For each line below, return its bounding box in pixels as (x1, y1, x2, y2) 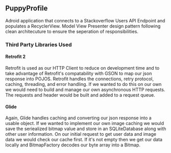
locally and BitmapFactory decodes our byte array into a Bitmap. (5, 142, 140, 148)
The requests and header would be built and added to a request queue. (5, 91, 156, 98)
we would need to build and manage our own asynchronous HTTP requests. (5, 86, 165, 93)
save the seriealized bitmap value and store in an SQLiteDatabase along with (5, 126, 166, 132)
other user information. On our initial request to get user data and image (5, 131, 157, 137)
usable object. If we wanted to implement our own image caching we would (5, 120, 164, 127)
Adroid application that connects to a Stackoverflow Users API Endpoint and (5, 17, 165, 23)
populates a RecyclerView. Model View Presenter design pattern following (5, 23, 161, 29)
